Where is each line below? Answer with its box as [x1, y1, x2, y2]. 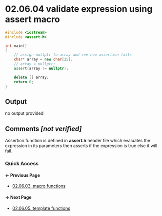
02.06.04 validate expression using [5, 3, 153, 15]
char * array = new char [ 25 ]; [14, 57, 73, 62]
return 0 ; [14, 79, 34, 84]
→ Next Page [5, 194, 32, 200]
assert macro [5, 14, 60, 25]
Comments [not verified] [5, 125, 82, 133]
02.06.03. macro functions [12, 183, 66, 189]
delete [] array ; [14, 75, 49, 80]
